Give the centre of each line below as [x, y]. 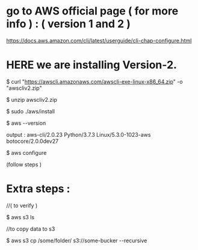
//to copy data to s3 [31, 229]
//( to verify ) [22, 205]
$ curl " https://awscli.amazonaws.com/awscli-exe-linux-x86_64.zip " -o [94, 81]
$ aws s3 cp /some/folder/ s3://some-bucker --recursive [77, 240]
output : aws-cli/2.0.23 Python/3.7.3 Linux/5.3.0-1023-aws [79, 134]
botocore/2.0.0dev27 [32, 141]
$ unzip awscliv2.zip [32, 99]
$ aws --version [26, 123]
